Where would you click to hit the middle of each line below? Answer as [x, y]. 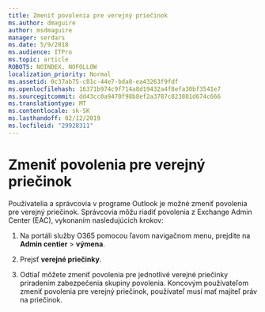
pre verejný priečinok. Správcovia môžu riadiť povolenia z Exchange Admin [131, 212]
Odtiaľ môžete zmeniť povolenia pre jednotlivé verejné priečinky [124, 274]
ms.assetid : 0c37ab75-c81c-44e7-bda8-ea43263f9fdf [93, 81]
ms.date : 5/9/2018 [38, 45]
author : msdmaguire [40, 30]
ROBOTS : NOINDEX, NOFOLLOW [53, 67]
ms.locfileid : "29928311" [51, 126]
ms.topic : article [38, 60]
